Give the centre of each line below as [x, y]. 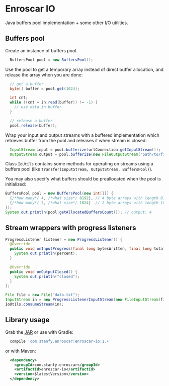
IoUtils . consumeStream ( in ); [35, 305]
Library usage [27, 320]
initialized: [16, 184]
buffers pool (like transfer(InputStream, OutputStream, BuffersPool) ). [79, 169]
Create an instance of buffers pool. [41, 50]
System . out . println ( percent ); [46, 254]
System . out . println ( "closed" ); [47, 276]
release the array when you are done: [44, 75]
